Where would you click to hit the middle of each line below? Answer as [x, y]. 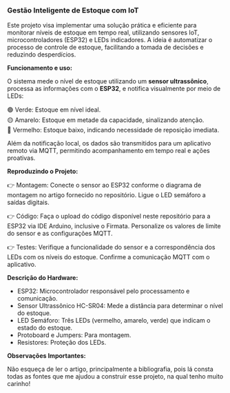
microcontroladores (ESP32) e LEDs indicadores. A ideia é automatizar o [110, 40]
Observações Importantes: [46, 356]
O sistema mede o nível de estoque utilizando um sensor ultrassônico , [108, 81]
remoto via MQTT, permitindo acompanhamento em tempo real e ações [108, 151]
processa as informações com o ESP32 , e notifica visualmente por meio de [114, 89]
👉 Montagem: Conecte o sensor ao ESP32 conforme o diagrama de [104, 185]
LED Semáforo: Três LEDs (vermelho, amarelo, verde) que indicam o [114, 321]
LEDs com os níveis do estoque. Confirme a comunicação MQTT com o [108, 257]
